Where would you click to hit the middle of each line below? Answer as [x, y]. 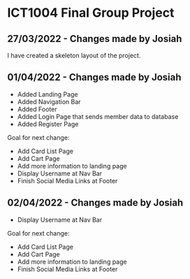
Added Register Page [48, 124]
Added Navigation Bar [49, 101]
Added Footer [37, 109]
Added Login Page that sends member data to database [98, 116]
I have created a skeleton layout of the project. [74, 55]
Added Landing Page [47, 94]
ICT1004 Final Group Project [91, 13]
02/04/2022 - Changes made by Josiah [95, 203]
